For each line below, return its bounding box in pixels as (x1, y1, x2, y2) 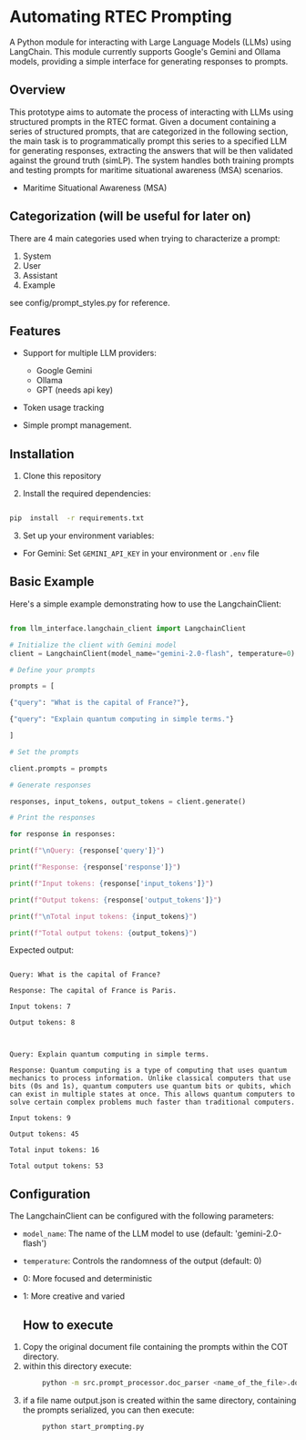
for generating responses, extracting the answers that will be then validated (9, 145, 293, 156)
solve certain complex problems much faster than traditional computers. (9, 1098, 296, 1108)
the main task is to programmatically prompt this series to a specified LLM (9, 135, 288, 147)
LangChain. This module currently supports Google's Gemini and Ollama (9, 46, 280, 56)
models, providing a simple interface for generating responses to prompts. (9, 56, 289, 66)
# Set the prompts (9, 747, 79, 757)
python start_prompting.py (42, 1422, 145, 1431)
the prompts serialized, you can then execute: (22, 1404, 195, 1415)
